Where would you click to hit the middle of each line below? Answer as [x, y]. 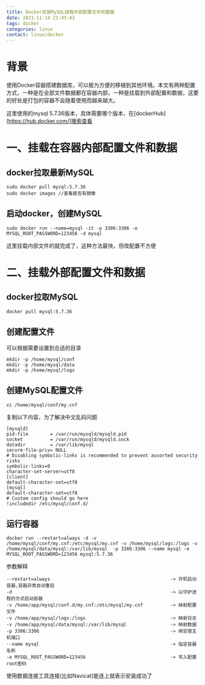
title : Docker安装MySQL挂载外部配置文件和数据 [60, 12]
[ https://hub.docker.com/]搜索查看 [49, 121]
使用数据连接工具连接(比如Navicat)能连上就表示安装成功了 [79, 676]
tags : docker [23, 23]
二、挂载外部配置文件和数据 [76, 273]
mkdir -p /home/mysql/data [41, 365]
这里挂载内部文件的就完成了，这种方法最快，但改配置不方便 [81, 245]
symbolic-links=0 [28, 466]
